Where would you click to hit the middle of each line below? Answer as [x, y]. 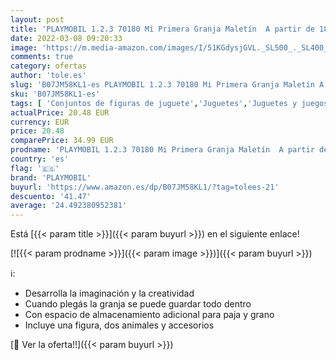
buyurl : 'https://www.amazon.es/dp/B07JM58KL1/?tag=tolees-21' [145, 187]
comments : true [42, 57]
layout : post [37, 19]
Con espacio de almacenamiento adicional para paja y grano [149, 315]
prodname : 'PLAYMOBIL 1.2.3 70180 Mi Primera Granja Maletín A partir [162, 150]
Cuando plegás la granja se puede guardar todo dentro [138, 304]
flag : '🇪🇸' [35, 168]
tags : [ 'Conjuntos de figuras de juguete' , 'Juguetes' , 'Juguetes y [154, 103]
